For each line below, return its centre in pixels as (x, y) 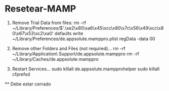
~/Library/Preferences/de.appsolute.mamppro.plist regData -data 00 (83, 39)
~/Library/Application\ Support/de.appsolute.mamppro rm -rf (76, 54)
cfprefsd (21, 74)
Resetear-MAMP (40, 9)
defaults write (69, 33)
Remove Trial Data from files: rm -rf (49, 23)
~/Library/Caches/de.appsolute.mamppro (55, 59)
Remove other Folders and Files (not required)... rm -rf (69, 48)
